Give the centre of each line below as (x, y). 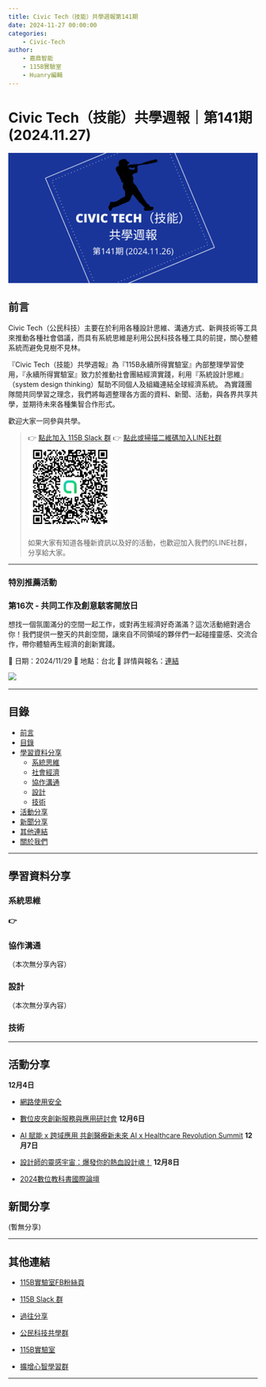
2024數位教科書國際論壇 (60, 1179)
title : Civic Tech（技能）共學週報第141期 (73, 17)
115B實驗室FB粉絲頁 (52, 1282)
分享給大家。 (48, 552)
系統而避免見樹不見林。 (46, 348)
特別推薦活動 (33, 582)
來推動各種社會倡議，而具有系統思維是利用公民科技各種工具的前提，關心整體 (133, 337)
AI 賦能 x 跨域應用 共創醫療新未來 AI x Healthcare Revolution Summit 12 (136, 1135)
